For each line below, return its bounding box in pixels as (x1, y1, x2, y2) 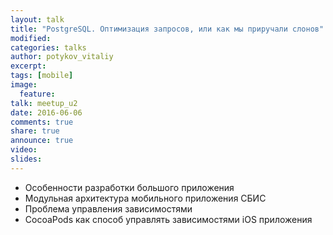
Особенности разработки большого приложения (24, 181, 235, 193)
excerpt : (10, 61, 47, 71)
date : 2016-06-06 (10, 107, 83, 118)
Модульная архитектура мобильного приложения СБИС (24, 192, 267, 204)
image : (10, 80, 38, 90)
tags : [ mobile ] (10, 71, 74, 81)
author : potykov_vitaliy (10, 52, 114, 62)
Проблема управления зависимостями (24, 202, 193, 215)
